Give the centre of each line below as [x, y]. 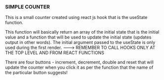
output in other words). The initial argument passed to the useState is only [80, 42]
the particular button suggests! [36, 73]
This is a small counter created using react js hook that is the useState [76, 18]
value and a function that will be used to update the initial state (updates [78, 37]
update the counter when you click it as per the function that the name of [79, 67]
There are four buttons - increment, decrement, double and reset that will [79, 62]
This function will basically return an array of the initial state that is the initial [82, 32]
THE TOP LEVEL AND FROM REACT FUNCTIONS [55, 53]
